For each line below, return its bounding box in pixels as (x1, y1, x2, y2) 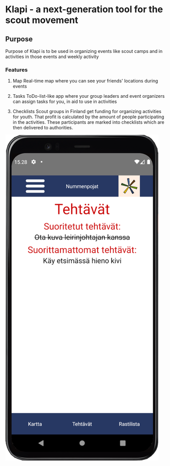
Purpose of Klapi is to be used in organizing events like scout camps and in (5, 48, 163, 54)
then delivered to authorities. (12, 125, 73, 131)
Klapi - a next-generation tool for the (5, 4, 163, 15)
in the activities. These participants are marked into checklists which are (12, 119, 164, 125)
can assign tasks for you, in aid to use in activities (12, 98, 117, 105)
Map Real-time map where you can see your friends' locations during (12, 78, 158, 84)
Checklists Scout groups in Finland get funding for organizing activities (12, 108, 162, 115)
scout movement (5, 14, 78, 26)
